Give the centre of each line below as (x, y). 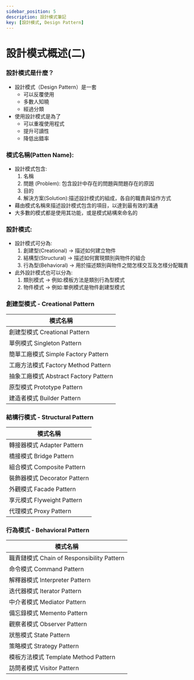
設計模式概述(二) (46, 53)
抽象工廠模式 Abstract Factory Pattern (61, 376)
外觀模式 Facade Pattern (42, 489)
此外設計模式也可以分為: (44, 273)
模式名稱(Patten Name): (40, 155)
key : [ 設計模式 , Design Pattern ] (45, 22)
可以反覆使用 (39, 94)
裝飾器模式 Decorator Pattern (49, 478)
